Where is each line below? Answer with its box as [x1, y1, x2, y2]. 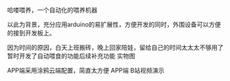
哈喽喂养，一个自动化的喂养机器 [7, 6, 97, 14]
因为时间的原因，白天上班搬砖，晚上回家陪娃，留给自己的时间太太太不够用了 [7, 44, 224, 51]
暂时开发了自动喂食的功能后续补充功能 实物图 [7, 52, 135, 60]
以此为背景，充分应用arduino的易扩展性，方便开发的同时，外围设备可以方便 [7, 20, 221, 29]
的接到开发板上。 [7, 29, 56, 37]
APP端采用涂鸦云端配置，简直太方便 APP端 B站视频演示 [7, 67, 165, 74]
